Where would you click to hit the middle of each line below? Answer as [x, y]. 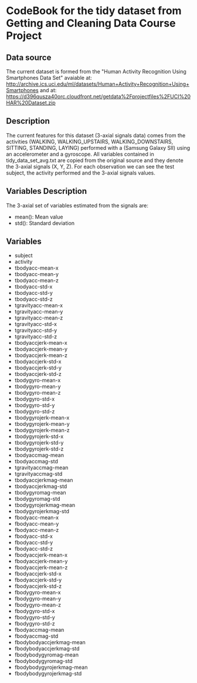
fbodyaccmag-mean [39, 630]
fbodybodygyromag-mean [47, 655]
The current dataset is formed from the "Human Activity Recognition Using [96, 71]
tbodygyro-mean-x [38, 381]
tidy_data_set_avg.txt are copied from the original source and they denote [95, 160]
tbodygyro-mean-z [38, 393]
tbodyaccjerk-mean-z [41, 355]
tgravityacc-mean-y [39, 312]
